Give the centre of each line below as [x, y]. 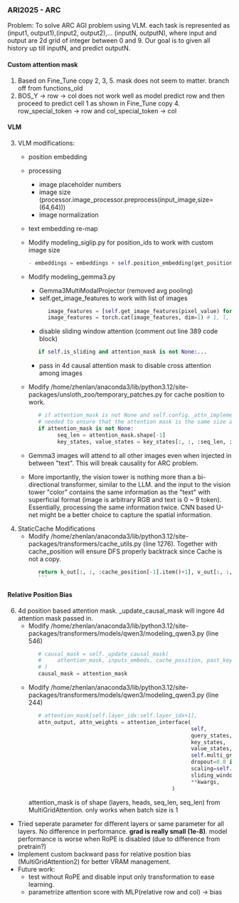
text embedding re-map [63, 228]
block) [48, 339]
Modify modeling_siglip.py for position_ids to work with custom [121, 242]
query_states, [212, 735]
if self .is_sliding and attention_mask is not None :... [123, 352]
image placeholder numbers [80, 184]
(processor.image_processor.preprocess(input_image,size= [126, 199]
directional [44, 484]
